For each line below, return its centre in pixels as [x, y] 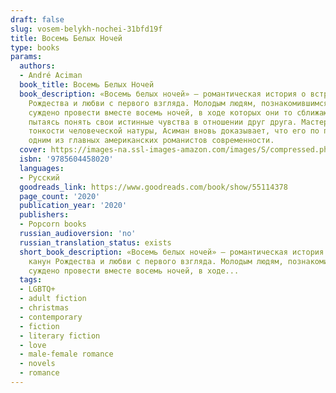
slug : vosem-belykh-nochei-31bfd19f [86, 29]
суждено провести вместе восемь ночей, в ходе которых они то [160, 112]
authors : [37, 66]
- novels [37, 364]
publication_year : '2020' [73, 206]
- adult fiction [53, 299]
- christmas [44, 308]
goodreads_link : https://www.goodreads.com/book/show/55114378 [153, 187]
